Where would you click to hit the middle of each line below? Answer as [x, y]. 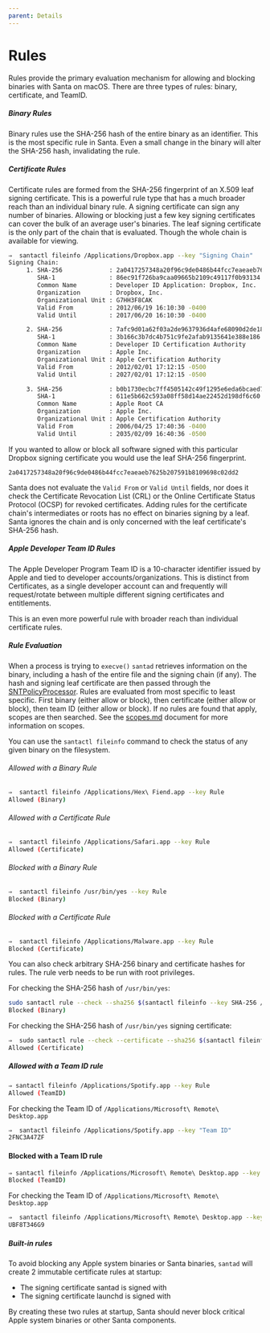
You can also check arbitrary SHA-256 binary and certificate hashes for [127, 964]
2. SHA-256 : [70, 330]
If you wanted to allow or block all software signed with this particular [123, 449]
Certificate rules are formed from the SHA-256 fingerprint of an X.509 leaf [131, 189]
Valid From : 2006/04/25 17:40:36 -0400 [122, 426]
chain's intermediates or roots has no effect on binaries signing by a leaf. [129, 513]
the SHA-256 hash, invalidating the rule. [74, 150]
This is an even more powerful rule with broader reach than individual [123, 618]
